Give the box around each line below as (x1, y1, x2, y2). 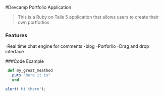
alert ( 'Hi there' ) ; (5, 86, 46, 91)
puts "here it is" (12, 73, 51, 78)
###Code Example (5, 58, 44, 64)
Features (5, 32, 28, 39)
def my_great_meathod (7, 68, 53, 73)
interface (5, 49, 24, 55)
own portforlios (17, 20, 49, 25)
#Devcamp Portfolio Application (5, 5, 72, 10)
